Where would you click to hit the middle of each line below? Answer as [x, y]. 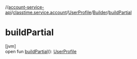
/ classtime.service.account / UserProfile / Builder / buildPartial [71, 12]
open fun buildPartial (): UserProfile [41, 51]
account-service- [26, 7]
